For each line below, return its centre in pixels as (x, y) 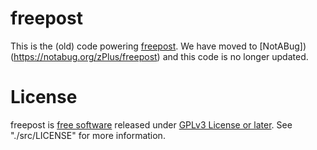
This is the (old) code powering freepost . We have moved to (134, 46)
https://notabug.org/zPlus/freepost (85, 56)
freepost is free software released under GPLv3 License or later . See (151, 124)
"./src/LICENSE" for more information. (88, 135)
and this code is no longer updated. (235, 56)
